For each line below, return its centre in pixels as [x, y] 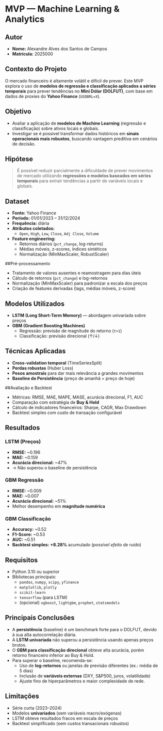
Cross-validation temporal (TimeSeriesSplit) [57, 363]
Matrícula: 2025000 [33, 54]
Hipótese [19, 159]
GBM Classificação [28, 519]
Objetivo [18, 112]
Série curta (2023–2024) [37, 708]
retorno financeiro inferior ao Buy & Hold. [53, 655]
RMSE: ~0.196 [26, 452]
